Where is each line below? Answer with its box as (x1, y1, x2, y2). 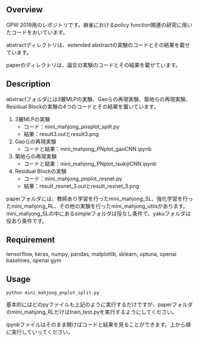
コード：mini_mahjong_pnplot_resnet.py (23, 175, 123, 182)
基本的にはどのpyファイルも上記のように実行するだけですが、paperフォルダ (6, 301, 193, 308)
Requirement (6, 235, 55, 245)
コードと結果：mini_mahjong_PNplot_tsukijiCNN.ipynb (23, 160, 157, 167)
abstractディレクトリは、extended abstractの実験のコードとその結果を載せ (6, 41, 190, 48)
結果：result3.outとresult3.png (23, 130, 99, 137)
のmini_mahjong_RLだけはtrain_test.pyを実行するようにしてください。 (6, 308, 178, 315)
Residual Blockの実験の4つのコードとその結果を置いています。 (6, 103, 159, 110)
